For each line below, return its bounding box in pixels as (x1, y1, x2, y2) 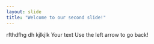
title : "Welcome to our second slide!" (6, 14, 106, 20)
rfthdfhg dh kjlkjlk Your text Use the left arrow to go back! (6, 31, 149, 38)
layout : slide (6, 8, 42, 15)
